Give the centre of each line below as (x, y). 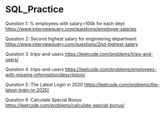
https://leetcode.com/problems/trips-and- (109, 54)
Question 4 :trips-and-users (35, 69)
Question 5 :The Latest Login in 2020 (44, 84)
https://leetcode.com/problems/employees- (111, 69)
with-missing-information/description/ (45, 74)
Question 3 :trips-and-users (35, 54)
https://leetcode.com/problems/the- (122, 84)
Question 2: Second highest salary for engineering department (71, 39)
